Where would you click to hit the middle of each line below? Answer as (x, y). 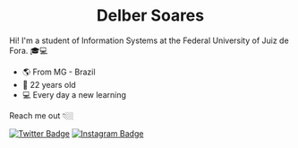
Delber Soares (150, 16)
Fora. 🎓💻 (29, 50)
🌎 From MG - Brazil (59, 72)
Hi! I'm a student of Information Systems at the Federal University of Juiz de (149, 40)
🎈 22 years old (49, 84)
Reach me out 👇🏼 (42, 115)
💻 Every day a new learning (74, 94)
